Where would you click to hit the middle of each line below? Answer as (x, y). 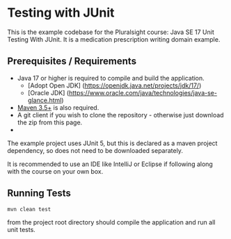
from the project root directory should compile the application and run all (111, 222)
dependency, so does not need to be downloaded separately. (95, 150)
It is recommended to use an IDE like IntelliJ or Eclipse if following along (110, 164)
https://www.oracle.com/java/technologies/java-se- (143, 92)
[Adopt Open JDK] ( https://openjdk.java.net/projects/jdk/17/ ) (114, 85)
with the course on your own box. (55, 171)
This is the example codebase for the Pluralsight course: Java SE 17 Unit (111, 32)
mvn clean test (29, 209)
